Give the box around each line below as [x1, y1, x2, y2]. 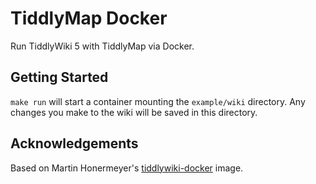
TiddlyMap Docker [10, 7, 168, 30]
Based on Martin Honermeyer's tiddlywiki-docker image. [10, 162, 244, 174]
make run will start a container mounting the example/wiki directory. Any [10, 95, 306, 107]
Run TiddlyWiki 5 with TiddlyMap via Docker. [10, 40, 195, 52]
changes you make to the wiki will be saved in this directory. [10, 106, 258, 118]
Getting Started [10, 69, 109, 86]
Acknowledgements [10, 135, 139, 152]
